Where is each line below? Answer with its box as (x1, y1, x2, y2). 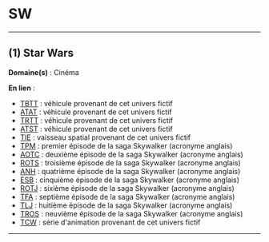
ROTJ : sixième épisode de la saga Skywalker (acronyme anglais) (19, 183, 235, 192)
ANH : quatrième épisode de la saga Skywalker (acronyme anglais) (19, 166, 241, 176)
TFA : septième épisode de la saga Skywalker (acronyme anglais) (19, 192, 235, 201)
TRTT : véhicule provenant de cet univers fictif (19, 115, 174, 125)
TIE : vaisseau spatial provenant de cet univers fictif (19, 133, 191, 142)
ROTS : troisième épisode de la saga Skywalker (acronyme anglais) (19, 157, 242, 168)
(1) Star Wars (8, 46, 74, 60)
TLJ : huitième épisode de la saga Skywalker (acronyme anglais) (19, 200, 233, 210)
